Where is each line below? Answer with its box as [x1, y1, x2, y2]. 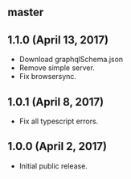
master [7, 6, 44, 19]
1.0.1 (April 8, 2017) [7, 95, 104, 109]
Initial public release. [18, 160, 88, 171]
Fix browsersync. [18, 72, 77, 81]
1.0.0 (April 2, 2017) [7, 139, 108, 153]
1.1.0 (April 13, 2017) [7, 33, 109, 47]
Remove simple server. [18, 63, 96, 73]
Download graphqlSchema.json [18, 55, 124, 65]
